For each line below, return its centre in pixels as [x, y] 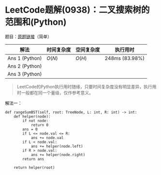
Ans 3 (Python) [25, 74]
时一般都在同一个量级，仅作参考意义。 [55, 92]
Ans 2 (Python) [25, 66]
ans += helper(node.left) [57, 146]
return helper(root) [34, 167]
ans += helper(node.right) [58, 155]
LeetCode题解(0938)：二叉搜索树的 [77, 10]
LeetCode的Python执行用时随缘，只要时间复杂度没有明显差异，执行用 [87, 87]
